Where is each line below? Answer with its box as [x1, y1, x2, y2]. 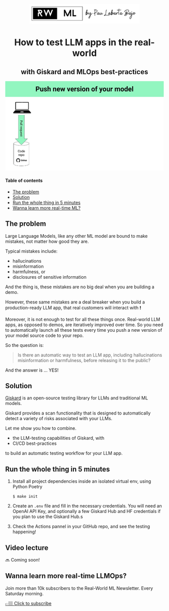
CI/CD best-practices [12, 440, 57, 446]
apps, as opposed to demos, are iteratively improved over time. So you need [5, 322, 163, 328]
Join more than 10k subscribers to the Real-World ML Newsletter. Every [5, 585, 153, 591]
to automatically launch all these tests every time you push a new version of [5, 327, 162, 333]
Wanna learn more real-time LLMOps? [5, 572, 127, 580]
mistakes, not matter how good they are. [5, 238, 89, 244]
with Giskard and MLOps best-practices [21, 67, 148, 76]
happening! [12, 529, 36, 535]
